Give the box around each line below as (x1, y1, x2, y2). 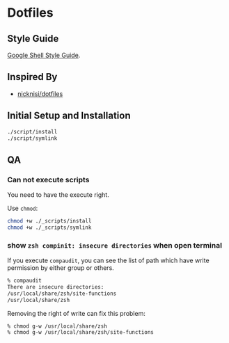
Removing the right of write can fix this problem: (7, 309, 146, 317)
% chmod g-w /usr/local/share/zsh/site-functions (7, 329, 155, 336)
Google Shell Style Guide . (7, 51, 81, 59)
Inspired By (7, 71, 58, 83)
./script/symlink (7, 134, 58, 142)
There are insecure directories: (7, 283, 104, 290)
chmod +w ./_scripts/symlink (7, 224, 92, 231)
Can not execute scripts (7, 175, 90, 184)
